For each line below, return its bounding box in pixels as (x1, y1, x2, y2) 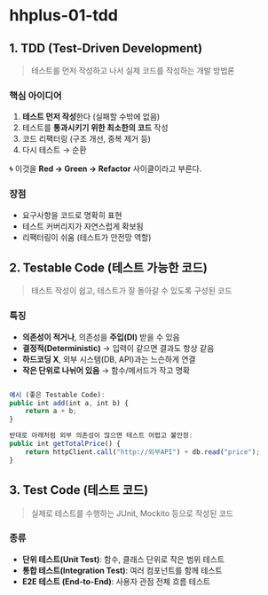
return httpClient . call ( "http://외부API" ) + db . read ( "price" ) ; (25, 447, 260, 457)
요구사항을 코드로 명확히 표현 (21, 209, 122, 220)
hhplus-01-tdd (9, 5, 118, 26)
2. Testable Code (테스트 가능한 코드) (9, 260, 209, 275)
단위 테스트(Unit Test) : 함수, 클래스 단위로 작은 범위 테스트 (21, 553, 225, 564)
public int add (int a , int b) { (9, 398, 129, 408)
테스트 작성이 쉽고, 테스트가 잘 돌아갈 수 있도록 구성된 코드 (30, 286, 233, 296)
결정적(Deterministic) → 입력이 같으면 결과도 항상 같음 (21, 342, 215, 353)
